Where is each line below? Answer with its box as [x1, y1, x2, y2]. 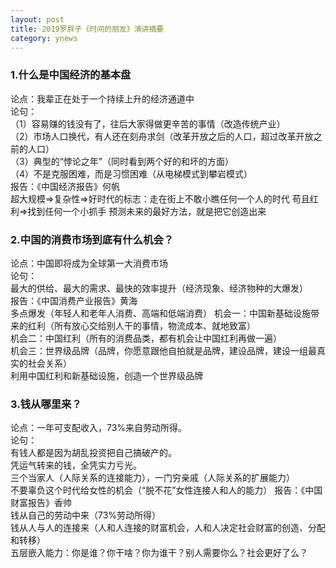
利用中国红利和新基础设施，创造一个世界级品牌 [10, 369, 203, 381]
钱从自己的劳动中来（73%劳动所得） [10, 509, 162, 521]
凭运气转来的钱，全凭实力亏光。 [10, 459, 142, 471]
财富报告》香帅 [10, 497, 72, 509]
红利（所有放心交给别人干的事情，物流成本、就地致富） [27, 319, 256, 331]
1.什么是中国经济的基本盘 [10, 68, 132, 82]
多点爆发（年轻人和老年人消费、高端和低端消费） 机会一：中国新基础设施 [10, 307, 311, 319]
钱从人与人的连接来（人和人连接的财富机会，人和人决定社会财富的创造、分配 [10, 522, 326, 534]
